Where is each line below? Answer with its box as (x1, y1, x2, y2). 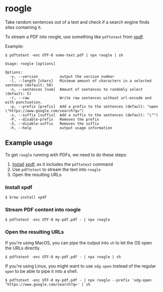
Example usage (5, 139, 53, 147)
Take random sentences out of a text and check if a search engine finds (5, 19, 150, 25)
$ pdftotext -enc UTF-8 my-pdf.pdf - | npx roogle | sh (5, 254, 121, 259)
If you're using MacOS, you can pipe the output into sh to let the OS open (5, 240, 152, 246)
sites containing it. (5, 24, 42, 30)
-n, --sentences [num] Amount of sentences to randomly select (9, 87, 143, 92)
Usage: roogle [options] (5, 61, 56, 66)
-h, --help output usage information (9, 125, 112, 130)
